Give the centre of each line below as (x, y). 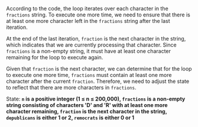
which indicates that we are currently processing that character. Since (91, 45)
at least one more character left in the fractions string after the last (88, 21)
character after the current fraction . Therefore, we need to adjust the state (98, 81)
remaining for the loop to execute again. (55, 57)
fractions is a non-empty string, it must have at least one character (89, 51)
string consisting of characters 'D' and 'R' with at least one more (87, 105)
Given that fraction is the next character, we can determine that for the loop (99, 69)
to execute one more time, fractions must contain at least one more (89, 75)
